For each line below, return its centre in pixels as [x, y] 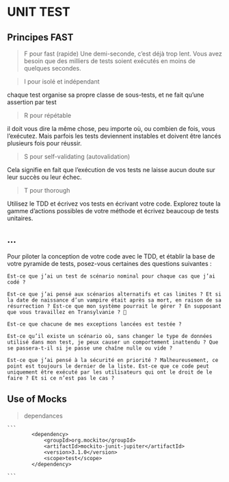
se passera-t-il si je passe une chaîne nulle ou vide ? [90, 348]
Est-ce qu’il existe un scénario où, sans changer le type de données [110, 336]
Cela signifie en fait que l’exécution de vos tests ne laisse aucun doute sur [111, 170]
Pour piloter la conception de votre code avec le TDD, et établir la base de [111, 256]
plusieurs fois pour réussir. [44, 143]
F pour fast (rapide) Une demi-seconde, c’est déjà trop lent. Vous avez [123, 53]
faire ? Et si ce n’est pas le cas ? [61, 378]
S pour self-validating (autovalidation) [77, 156]
